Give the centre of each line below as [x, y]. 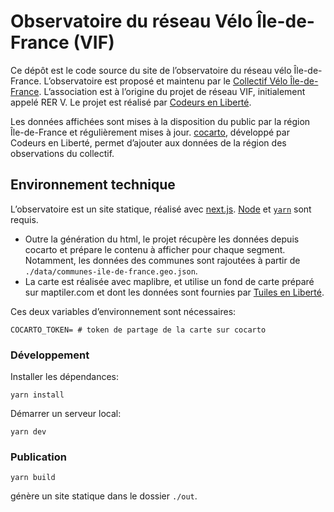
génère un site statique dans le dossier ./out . [104, 496]
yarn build [33, 478]
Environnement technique [93, 185]
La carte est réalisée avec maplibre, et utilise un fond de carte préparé [169, 281]
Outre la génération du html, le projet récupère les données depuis [162, 239]
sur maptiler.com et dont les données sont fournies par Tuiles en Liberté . [174, 292]
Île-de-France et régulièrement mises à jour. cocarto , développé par [150, 132]
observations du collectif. [62, 153]
